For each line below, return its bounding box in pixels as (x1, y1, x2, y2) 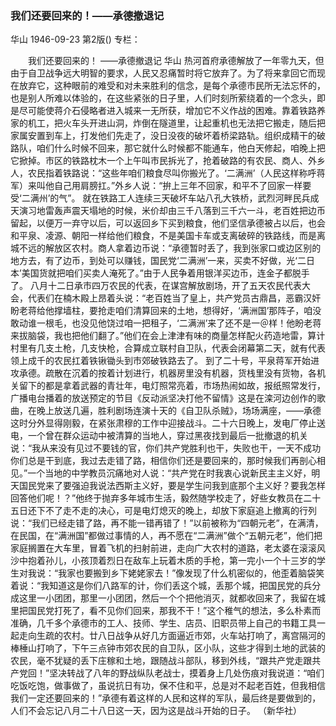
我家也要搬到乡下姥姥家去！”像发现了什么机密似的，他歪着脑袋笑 (58, 567, 325, 579)
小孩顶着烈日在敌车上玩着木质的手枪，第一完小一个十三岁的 (71, 555, 317, 567)
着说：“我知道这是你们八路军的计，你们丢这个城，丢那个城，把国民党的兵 (10, 580, 313, 592)
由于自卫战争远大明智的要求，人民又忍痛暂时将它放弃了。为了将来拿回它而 (10, 67, 317, 79)
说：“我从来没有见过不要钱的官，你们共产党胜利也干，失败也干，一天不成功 (10, 442, 322, 454)
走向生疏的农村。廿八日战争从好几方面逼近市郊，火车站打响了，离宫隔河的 (18, 630, 326, 642)
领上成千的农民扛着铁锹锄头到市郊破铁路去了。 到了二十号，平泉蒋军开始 (10, 355, 311, 367)
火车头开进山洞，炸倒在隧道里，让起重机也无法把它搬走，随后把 (62, 117, 326, 129)
